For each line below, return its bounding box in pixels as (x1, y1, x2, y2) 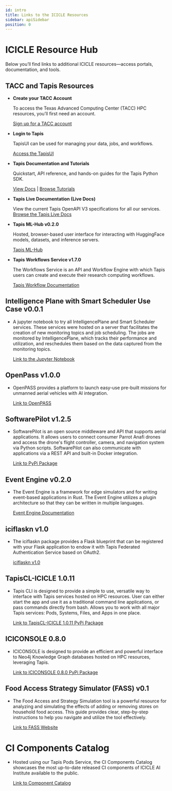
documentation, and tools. (5, 66, 61, 73)
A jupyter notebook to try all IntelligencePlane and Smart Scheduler (12, 319, 156, 325)
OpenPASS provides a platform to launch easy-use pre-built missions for (12, 384, 167, 391)
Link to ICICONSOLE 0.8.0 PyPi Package (12, 669, 99, 675)
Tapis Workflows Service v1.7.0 (12, 257, 81, 262)
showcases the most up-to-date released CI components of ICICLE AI (12, 765, 161, 771)
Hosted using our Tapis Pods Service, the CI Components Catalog (12, 759, 152, 765)
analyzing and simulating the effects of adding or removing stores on (12, 703, 159, 709)
